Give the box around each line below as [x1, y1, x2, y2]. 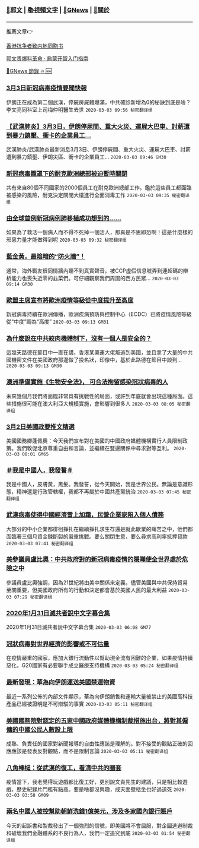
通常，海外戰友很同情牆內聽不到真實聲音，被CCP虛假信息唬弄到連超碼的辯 [6, 267, 188, 274]
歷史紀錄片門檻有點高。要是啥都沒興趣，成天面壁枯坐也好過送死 [16, 786, 172, 793]
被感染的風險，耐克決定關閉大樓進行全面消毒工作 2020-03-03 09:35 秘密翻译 [6, 192, 190, 199]
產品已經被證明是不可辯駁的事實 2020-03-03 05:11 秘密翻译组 [6, 700, 153, 707]
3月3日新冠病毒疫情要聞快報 [6, 84, 87, 92]
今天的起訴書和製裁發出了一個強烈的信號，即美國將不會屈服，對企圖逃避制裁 [6, 822, 193, 829]
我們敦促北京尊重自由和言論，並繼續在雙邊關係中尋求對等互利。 [16, 444, 172, 451]
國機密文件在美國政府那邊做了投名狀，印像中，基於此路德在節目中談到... [6, 356, 182, 363]
